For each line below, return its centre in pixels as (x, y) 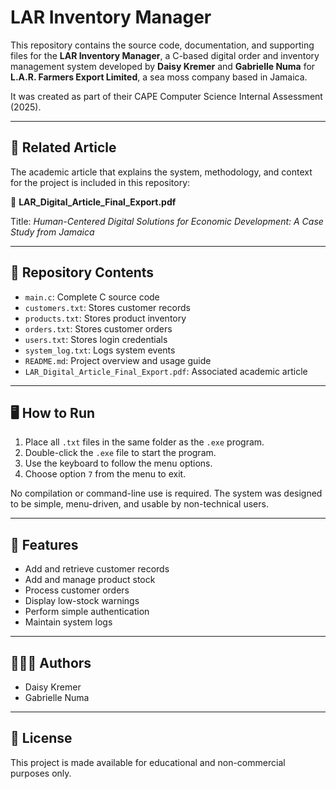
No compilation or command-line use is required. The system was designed (166, 493)
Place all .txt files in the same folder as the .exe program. (144, 442)
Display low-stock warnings (82, 601)
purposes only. (41, 773)
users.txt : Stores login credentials (96, 339)
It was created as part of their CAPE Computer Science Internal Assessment (166, 96)
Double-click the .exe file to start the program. (120, 453)
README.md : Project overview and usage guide (118, 360)
